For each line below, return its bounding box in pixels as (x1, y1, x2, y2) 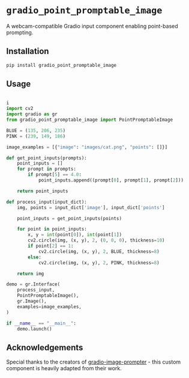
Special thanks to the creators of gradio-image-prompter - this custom (6, 358, 181, 365)
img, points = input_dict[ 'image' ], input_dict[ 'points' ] (17, 204, 165, 210)
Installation (6, 46, 49, 56)
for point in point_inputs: (17, 226, 87, 233)
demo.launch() (17, 326, 52, 332)
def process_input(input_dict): (6, 199, 87, 205)
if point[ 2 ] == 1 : (28, 243, 74, 249)
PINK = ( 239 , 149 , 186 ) (6, 133, 66, 139)
